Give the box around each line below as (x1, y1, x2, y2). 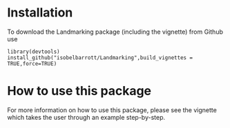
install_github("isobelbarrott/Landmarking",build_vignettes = (7, 54, 193, 61)
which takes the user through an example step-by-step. (7, 113, 166, 121)
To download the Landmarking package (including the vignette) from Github (7, 28, 223, 36)
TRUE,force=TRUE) (7, 60, 57, 67)
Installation (7, 5, 73, 21)
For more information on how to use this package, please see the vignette (7, 105, 218, 114)
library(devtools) (7, 48, 60, 55)
